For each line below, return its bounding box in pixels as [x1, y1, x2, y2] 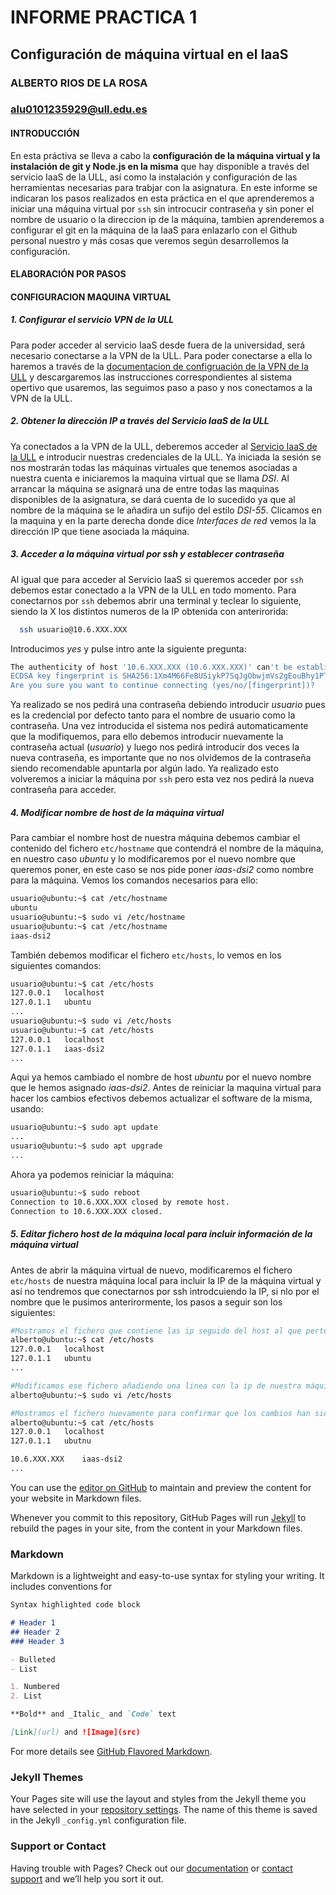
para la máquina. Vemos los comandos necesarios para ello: [10, 874, 258, 886]
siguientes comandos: [10, 959, 102, 971]
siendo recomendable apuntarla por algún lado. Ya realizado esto [10, 762, 279, 775]
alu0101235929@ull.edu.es [10, 102, 148, 116]
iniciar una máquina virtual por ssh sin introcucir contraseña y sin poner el [10, 202, 315, 215]
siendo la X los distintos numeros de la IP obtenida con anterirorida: [10, 605, 289, 617]
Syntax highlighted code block [10, 1600, 141, 1610]
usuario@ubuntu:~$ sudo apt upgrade [10, 1141, 163, 1151]
